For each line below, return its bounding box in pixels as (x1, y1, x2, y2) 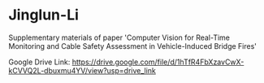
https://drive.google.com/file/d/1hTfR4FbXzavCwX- (71, 57, 245, 67)
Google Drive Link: (8, 57, 71, 67)
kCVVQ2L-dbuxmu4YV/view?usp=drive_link (8, 65, 157, 75)
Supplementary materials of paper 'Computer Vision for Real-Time (8, 33, 230, 42)
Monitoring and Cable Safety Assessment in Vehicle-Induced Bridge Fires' (8, 41, 258, 50)
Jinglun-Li (8, 6, 80, 24)
